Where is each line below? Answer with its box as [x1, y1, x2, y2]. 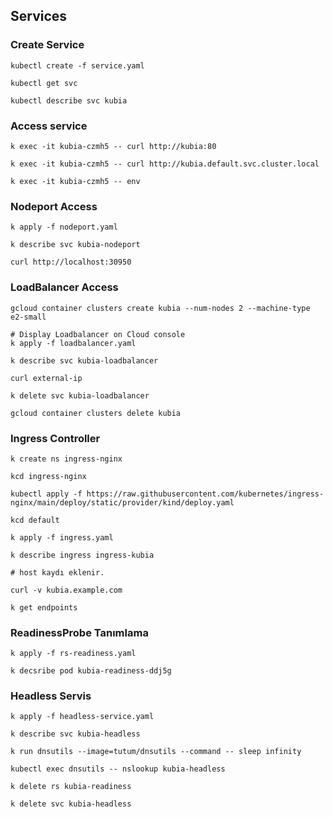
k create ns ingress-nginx [10, 454, 123, 464]
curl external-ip [10, 373, 83, 383]
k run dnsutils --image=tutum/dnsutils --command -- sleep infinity [10, 747, 302, 757]
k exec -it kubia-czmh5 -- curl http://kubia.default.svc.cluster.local [10, 159, 320, 169]
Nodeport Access [10, 199, 98, 213]
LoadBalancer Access [10, 280, 119, 294]
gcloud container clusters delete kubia [10, 408, 182, 418]
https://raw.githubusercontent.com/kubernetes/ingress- [86, 489, 325, 499]
